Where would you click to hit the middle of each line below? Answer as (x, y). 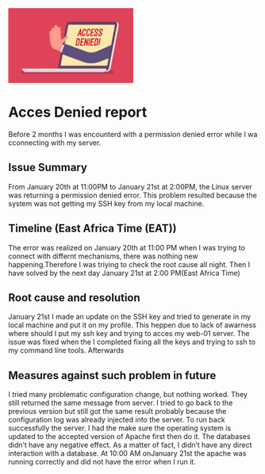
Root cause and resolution (74, 298)
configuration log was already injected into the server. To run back (117, 420)
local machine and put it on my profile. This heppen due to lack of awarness (132, 325)
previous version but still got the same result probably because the (117, 411)
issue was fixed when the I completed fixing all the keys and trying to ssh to (132, 342)
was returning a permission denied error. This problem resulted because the (133, 195)
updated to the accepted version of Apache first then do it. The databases (130, 437)
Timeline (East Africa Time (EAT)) (92, 229)
